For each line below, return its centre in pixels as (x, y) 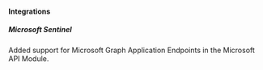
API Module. (29, 58)
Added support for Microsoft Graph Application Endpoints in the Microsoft (131, 50)
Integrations (30, 11)
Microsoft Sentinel (40, 30)
